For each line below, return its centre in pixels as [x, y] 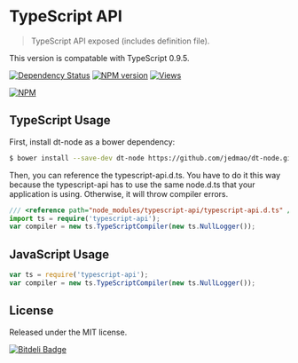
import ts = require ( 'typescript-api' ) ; [85, 218]
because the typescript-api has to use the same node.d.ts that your [132, 185]
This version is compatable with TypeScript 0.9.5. [99, 58]
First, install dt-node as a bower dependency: [92, 142]
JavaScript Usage [59, 254]
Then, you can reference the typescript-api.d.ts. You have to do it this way [145, 175]
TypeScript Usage [60, 120]
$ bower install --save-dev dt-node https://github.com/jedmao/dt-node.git [152, 158]
